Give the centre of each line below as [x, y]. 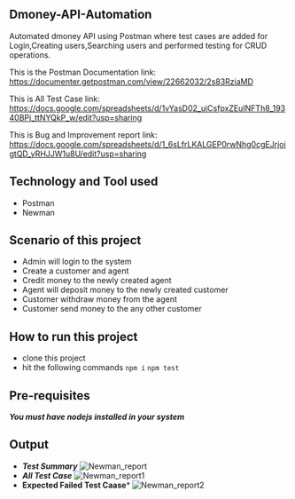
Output [29, 444]
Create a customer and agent [75, 271]
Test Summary [50, 466]
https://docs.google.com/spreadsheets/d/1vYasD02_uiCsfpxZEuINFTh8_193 [147, 108]
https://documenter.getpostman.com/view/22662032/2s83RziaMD [132, 81]
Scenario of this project [75, 240]
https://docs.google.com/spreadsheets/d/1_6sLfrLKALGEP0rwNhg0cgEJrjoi [147, 144]
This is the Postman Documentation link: [83, 72]
